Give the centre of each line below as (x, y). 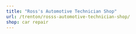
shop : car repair (27, 22)
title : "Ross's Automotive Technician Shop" (62, 11)
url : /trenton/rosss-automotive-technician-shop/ (68, 17)
